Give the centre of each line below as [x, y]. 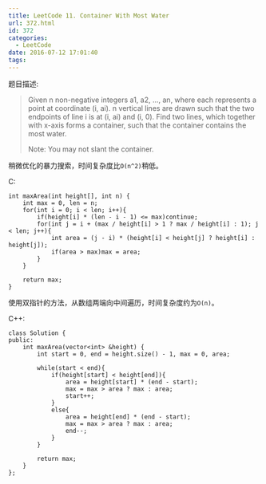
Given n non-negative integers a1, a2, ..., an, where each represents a [142, 100]
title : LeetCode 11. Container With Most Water [89, 16]
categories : [28, 38]
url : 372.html [32, 23]
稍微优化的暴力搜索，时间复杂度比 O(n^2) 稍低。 [85, 165]
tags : [17, 61]
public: [21, 340]
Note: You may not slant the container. [91, 149]
